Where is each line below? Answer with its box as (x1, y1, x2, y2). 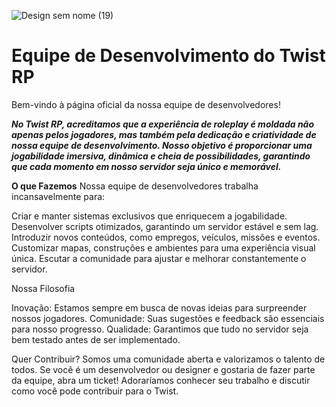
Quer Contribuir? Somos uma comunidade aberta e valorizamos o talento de (11, 353, 326, 365)
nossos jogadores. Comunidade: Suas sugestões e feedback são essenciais (11, 312, 325, 324)
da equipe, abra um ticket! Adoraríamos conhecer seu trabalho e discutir (11, 374, 311, 386)
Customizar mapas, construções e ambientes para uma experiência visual (11, 241, 316, 254)
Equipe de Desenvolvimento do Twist (11, 45, 326, 67)
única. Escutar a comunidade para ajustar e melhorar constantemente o (11, 252, 307, 264)
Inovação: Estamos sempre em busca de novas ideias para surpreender (11, 301, 308, 314)
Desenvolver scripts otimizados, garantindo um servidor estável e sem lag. (11, 220, 319, 232)
